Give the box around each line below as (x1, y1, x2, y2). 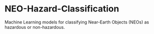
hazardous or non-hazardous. (4, 24, 65, 30)
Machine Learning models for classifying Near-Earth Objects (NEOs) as (4, 19, 150, 25)
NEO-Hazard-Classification (4, 3, 119, 14)
